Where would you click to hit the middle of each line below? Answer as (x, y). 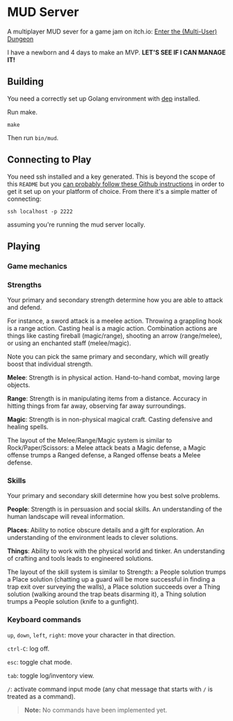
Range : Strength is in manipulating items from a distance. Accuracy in (107, 399)
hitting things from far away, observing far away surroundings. (97, 406)
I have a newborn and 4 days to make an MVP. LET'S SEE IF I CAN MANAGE (116, 52)
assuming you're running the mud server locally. (77, 225)
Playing (24, 246)
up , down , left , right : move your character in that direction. (91, 635)
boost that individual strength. (50, 364)
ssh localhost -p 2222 (40, 211)
